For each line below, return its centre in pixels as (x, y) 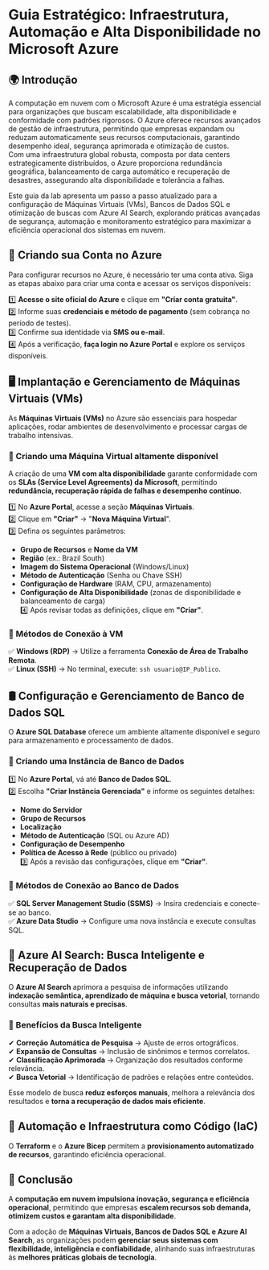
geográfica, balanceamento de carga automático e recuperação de (119, 172)
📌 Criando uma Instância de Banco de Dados (96, 761)
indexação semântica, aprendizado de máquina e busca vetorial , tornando (134, 995)
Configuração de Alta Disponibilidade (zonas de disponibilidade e (130, 592)
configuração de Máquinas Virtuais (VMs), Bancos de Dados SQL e (119, 204)
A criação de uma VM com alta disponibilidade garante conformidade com (133, 474)
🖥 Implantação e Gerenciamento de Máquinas (124, 382)
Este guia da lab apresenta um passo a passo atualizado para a (113, 196)
